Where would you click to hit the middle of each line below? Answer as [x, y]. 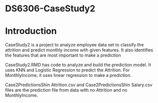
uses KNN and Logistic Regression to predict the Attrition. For [67, 70]
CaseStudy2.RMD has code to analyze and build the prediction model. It [78, 65]
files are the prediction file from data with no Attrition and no [66, 90]
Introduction [31, 31]
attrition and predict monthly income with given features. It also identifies [79, 50]
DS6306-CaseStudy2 [50, 9]
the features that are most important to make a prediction [63, 55]
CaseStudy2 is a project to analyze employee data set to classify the [75, 45]
